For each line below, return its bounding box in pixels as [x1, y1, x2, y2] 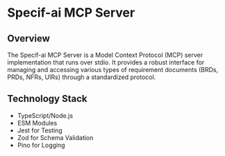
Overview [7, 33, 51, 44]
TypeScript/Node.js [17, 111, 74, 119]
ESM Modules [17, 119, 58, 127]
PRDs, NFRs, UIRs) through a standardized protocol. [7, 73, 156, 81]
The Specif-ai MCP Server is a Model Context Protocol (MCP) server [7, 51, 203, 59]
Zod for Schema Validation [17, 133, 94, 141]
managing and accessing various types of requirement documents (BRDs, [7, 66, 219, 73]
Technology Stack [7, 93, 87, 105]
